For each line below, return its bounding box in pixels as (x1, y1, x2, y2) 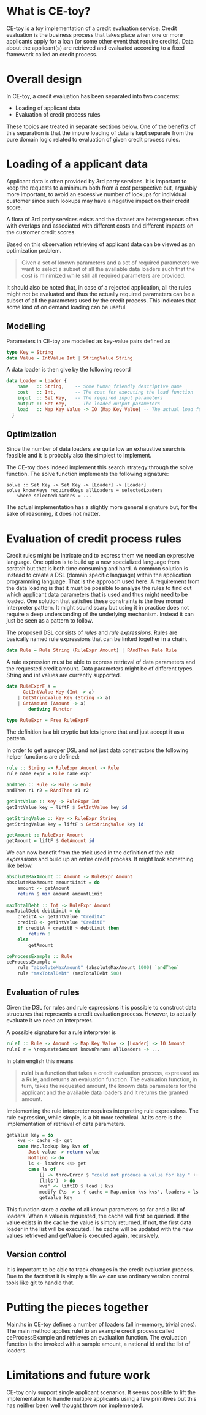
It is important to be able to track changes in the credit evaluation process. (6, 1265, 194, 1273)
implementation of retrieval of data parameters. (6, 1120, 126, 1127)
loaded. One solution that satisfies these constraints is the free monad (6, 597, 184, 605)
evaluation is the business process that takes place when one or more (6, 31, 183, 38)
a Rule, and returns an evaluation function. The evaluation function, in (21, 1075, 197, 1083)
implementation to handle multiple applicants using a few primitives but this (6, 1395, 197, 1402)
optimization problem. (6, 247, 62, 254)
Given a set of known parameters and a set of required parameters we (21, 259, 199, 266)
